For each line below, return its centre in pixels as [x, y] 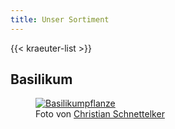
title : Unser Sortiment [60, 19]
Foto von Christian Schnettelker [100, 114]
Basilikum [41, 79]
